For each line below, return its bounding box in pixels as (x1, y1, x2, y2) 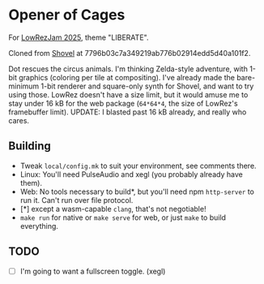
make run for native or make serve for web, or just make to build (19, 213, 227, 222)
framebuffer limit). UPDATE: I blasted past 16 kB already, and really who (8, 107, 247, 117)
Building (8, 140, 51, 153)
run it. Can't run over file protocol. (19, 195, 134, 204)
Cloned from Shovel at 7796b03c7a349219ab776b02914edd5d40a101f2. (8, 48, 251, 58)
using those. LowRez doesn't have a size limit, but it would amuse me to (8, 89, 249, 99)
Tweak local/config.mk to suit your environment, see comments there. (19, 161, 257, 170)
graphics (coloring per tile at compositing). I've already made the (19, 72, 235, 82)
